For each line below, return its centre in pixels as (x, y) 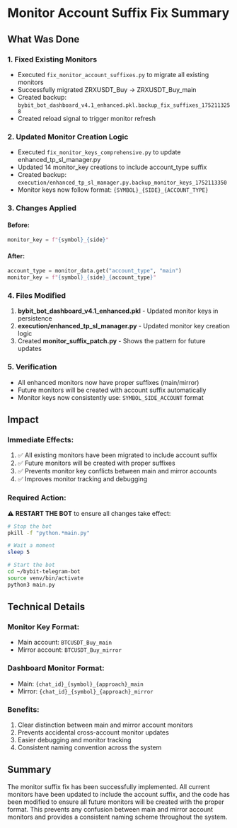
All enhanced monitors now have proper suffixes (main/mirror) (108, 382)
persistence (35, 318)
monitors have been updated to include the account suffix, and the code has (118, 794)
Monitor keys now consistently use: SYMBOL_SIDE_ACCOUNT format (110, 397)
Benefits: (24, 709)
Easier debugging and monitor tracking (74, 740)
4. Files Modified (36, 296)
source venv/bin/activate (45, 578)
